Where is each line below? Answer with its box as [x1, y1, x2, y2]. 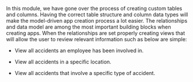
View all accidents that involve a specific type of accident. [14, 70, 155, 76]
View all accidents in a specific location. [14, 58, 111, 65]
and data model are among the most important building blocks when [6, 23, 171, 30]
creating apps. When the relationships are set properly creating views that [6, 30, 185, 37]
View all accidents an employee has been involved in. [14, 47, 144, 54]
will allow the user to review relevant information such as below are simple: [6, 36, 187, 42]
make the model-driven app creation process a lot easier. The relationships [6, 17, 188, 24]
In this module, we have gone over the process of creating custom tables [6, 5, 182, 12]
